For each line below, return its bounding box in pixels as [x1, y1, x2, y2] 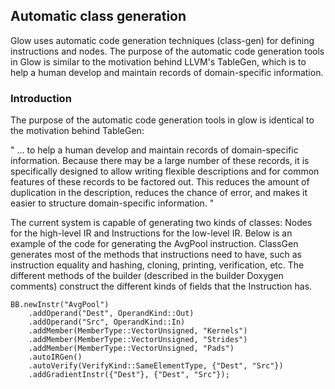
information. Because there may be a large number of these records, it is [10, 155, 310, 167]
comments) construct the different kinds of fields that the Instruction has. [10, 280, 313, 293]
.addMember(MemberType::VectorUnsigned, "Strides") [28, 335, 248, 345]
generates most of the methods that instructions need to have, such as [10, 249, 302, 261]
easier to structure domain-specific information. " [10, 197, 215, 209]
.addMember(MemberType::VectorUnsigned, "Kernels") [28, 326, 248, 336]
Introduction [10, 91, 72, 105]
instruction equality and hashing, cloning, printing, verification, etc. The [10, 259, 305, 271]
